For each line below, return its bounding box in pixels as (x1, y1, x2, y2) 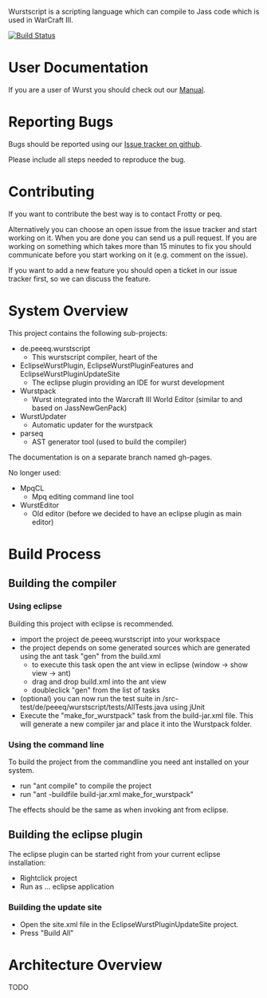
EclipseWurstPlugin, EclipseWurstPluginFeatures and (19, 361, 194, 370)
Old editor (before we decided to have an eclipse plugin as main (31, 508, 242, 518)
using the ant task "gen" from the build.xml (19, 651, 161, 661)
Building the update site (8, 901, 102, 913)
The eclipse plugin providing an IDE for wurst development (31, 377, 225, 387)
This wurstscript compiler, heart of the (31, 352, 158, 361)
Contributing (8, 183, 95, 201)
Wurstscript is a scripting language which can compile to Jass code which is (8, 7, 260, 16)
